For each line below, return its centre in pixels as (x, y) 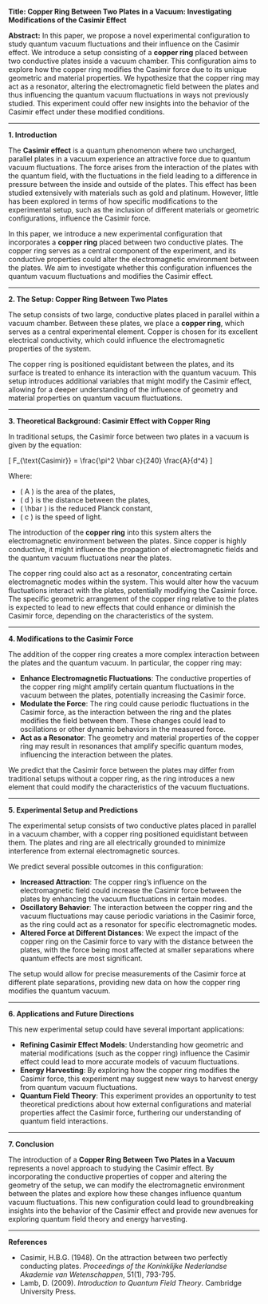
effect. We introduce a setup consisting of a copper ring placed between (128, 52)
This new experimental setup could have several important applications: (126, 1029)
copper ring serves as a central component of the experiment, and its (122, 250)
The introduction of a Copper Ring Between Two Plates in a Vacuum (122, 1159)
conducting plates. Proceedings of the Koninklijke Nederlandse (123, 1266)
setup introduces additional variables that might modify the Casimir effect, (130, 381)
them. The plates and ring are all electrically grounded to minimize (117, 843)
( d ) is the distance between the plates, (85, 500)
